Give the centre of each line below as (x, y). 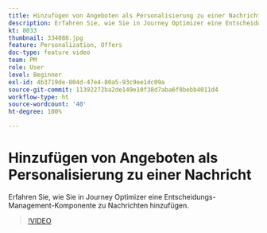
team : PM (23, 60)
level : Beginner (35, 75)
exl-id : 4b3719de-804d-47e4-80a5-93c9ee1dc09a (87, 82)
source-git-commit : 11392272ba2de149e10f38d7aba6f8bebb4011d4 (113, 89)
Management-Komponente (52, 205)
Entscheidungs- (190, 196)
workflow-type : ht (39, 97)
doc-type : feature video (49, 52)
